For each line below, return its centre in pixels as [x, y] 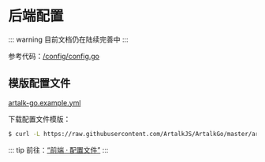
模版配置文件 [39, 83]
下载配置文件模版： [39, 119]
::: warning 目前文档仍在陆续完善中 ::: [68, 39]
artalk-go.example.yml [45, 102]
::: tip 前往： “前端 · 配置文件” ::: [58, 149]
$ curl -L [24, 134]
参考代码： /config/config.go [54, 56]
